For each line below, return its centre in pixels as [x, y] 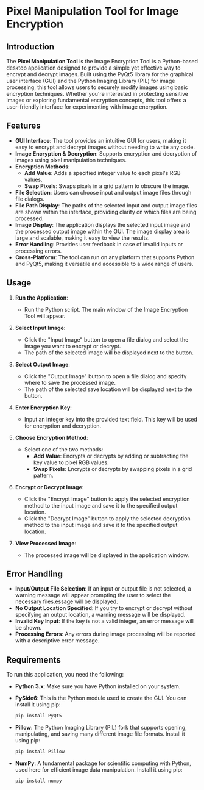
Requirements [33, 660]
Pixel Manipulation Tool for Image [93, 11]
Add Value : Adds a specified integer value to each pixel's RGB [102, 173]
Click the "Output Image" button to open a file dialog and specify [105, 376]
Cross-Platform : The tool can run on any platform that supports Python [105, 257]
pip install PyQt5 [38, 716]
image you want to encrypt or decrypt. [72, 346]
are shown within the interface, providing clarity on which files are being [106, 212]
